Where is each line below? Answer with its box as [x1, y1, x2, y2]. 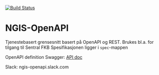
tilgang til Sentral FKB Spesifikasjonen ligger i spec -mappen [5, 44, 128, 50]
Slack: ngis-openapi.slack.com [5, 63, 69, 70]
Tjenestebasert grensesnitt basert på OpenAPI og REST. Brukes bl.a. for [5, 39, 154, 45]
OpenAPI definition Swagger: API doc [5, 54, 83, 60]
